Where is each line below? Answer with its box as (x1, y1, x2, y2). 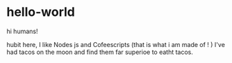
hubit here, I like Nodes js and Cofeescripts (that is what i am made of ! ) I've (6, 40, 225, 48)
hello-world (6, 4, 76, 20)
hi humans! (6, 27, 38, 35)
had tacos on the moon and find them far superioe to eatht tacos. (6, 48, 194, 56)
